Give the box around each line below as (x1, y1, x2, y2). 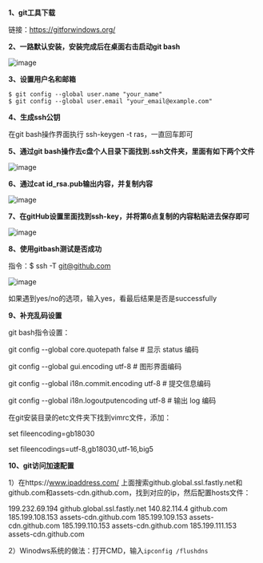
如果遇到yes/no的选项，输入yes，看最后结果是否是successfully (8, 294, 217, 303)
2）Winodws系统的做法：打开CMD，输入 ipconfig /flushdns (8, 546, 209, 555)
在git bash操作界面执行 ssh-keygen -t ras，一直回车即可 (8, 130, 193, 139)
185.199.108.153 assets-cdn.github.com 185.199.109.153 (8, 513, 188, 521)
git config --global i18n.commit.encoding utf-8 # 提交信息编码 (8, 379, 212, 388)
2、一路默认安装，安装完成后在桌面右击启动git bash (8, 42, 181, 51)
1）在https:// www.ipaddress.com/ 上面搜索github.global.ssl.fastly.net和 (8, 478, 243, 487)
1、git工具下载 (8, 8, 56, 17)
